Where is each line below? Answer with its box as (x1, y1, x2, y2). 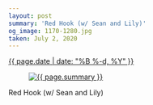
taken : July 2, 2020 (8, 34, 79, 43)
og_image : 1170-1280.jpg (8, 27, 92, 35)
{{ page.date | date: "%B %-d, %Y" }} (8, 57, 134, 66)
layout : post (8, 11, 53, 20)
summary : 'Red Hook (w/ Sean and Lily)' (8, 19, 147, 27)
